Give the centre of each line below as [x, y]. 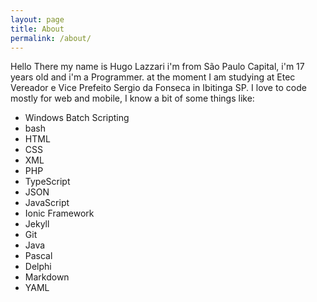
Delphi [38, 267]
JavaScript [47, 203]
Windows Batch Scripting [77, 118]
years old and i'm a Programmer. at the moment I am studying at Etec [153, 77]
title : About [37, 29]
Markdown [47, 277]
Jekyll [37, 224]
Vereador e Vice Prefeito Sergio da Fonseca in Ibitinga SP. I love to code [158, 88]
